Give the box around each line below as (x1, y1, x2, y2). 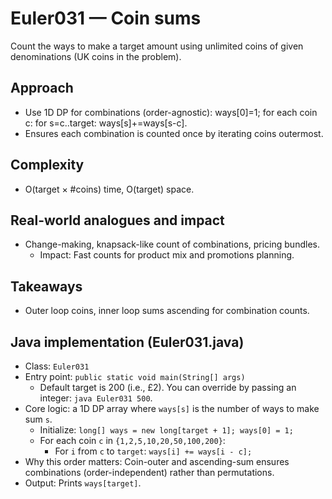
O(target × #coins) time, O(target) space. (24, 183, 195, 195)
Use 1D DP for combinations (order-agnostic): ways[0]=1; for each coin (24, 106, 318, 118)
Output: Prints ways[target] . (24, 477, 142, 489)
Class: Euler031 (24, 360, 90, 372)
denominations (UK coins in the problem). (10, 50, 182, 62)
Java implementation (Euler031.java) (10, 333, 245, 351)
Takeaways (10, 278, 83, 295)
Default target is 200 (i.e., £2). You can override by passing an (39, 382, 297, 393)
